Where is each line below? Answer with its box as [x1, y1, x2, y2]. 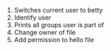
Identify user [13, 13, 52, 22]
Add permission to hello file [13, 36, 94, 44]
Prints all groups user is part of [13, 21, 105, 29]
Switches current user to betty [13, 6, 103, 14]
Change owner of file [13, 28, 76, 36]
